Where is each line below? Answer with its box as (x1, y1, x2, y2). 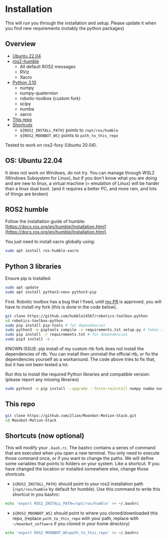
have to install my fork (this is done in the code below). (5, 304, 118, 310)
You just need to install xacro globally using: (5, 239, 95, 245)
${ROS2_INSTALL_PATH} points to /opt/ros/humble (19, 127, 118, 133)
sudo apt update (5, 285, 39, 290)
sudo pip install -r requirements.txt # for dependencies (5, 332, 128, 337)
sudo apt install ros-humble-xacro (5, 248, 79, 254)
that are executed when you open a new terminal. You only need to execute (5, 450, 160, 456)
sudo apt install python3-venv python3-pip (5, 289, 97, 294)
